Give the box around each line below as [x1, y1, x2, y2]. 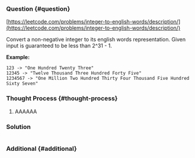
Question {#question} [6, 5, 71, 13]
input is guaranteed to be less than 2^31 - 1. [6, 42, 113, 49]
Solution [6, 122, 31, 131]
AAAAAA [14, 108, 37, 115]
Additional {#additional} [6, 144, 77, 153]
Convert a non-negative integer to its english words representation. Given [6, 36, 186, 43]
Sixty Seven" [6, 80, 39, 87]
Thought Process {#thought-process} [6, 94, 118, 102]
